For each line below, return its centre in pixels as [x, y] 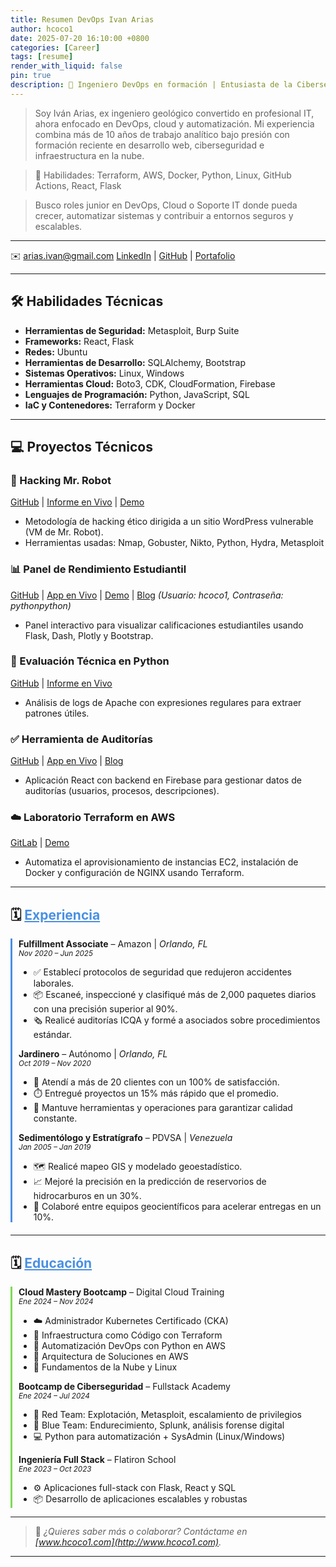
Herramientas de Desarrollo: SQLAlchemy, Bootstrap [135, 362]
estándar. [52, 1035]
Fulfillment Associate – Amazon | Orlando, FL [113, 944]
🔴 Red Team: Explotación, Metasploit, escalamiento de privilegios [167, 1415]
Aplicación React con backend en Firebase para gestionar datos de [163, 780]
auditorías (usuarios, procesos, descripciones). [122, 791]
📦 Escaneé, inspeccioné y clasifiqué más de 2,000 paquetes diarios [175, 995]
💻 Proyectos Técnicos [81, 446]
